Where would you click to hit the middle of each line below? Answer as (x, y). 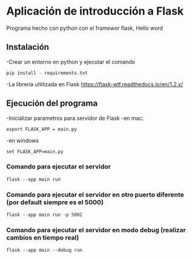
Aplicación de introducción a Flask (95, 11)
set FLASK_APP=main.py (35, 151)
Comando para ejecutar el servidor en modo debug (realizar (96, 230)
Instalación (28, 47)
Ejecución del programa (52, 104)
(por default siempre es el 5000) (55, 202)
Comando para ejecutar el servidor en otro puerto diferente (95, 195)
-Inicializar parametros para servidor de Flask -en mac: (75, 118)
